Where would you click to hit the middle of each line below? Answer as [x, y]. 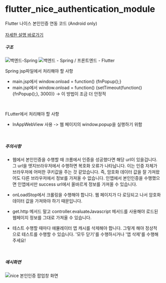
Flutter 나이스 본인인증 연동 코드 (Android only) [51, 23]
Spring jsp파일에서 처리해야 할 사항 [39, 71]
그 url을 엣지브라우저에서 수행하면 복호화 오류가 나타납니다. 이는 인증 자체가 [85, 165]
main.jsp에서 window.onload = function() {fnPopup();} [67, 81]
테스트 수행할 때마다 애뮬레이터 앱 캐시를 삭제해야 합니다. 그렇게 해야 [78, 228]
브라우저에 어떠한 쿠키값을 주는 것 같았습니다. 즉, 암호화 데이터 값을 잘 [79, 172]
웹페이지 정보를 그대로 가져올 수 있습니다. [52, 217]
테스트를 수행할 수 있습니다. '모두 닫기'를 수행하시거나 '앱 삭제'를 [83, 234]
